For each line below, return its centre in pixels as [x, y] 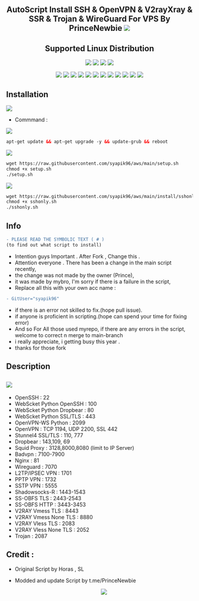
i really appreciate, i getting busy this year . [67, 341]
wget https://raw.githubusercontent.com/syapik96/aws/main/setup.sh [92, 163]
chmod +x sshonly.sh [32, 202]
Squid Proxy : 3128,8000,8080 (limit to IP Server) [74, 447]
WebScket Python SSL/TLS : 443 [55, 416]
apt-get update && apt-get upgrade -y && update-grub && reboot [87, 142]
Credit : [20, 554]
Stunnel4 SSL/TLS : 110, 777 [49, 435]
